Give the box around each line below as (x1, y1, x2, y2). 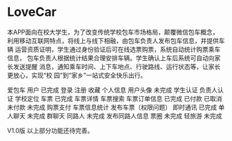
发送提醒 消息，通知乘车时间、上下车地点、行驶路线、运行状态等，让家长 (12, 62, 221, 70)
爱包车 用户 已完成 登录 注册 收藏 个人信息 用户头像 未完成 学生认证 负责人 (7, 86, 218, 94)
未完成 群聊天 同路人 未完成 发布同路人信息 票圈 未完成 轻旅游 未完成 (26, 111, 222, 120)
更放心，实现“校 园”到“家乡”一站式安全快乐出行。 (7, 70, 147, 79)
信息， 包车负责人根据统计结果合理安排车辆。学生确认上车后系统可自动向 (7, 53, 215, 62)
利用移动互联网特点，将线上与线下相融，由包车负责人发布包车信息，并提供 (7, 36, 219, 45)
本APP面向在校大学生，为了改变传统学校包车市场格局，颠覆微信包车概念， (7, 28, 219, 36)
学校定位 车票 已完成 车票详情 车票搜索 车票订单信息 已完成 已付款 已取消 (14, 94, 222, 102)
